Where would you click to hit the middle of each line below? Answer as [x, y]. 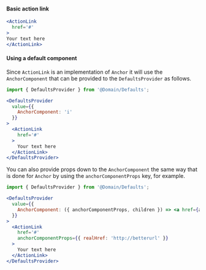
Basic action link [28, 9]
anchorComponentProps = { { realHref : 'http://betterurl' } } [93, 238]
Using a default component [42, 58]
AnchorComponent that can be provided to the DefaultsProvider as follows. [99, 78]
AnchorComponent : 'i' [45, 112]
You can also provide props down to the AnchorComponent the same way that [102, 169]
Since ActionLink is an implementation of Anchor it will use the [85, 72]
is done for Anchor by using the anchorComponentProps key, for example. [96, 176]
